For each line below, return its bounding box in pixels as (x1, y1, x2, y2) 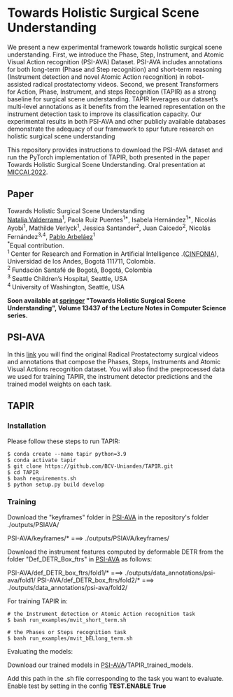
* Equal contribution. (7, 240, 64, 250)
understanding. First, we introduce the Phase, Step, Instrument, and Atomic (7, 50, 225, 59)
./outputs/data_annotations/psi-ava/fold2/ (7, 583, 128, 591)
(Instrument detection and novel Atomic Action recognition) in (7, 72, 185, 81)
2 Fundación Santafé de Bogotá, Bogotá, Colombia (7, 264, 153, 274)
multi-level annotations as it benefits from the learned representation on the (7, 102, 226, 110)
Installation (7, 421, 47, 431)
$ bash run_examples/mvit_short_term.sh (7, 617, 127, 624)
